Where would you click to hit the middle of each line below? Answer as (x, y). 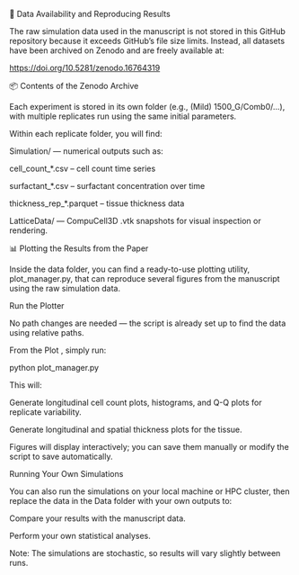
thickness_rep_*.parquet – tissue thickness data (97, 203)
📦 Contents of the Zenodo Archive (74, 86)
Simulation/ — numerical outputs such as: (86, 151)
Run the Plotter (37, 305)
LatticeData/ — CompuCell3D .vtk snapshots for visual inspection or (136, 221)
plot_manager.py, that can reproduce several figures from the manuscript (145, 279)
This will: (26, 385)
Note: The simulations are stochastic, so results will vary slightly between (145, 553)
